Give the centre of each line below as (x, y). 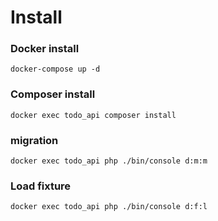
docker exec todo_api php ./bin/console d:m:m (109, 161)
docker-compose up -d (55, 69)
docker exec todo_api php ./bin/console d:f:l (109, 207)
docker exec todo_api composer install (93, 115)
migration (34, 140)
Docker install (45, 49)
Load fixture (41, 186)
